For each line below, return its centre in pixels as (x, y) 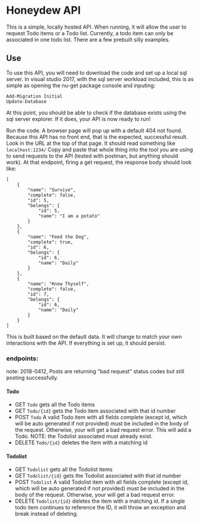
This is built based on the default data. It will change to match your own (94, 336)
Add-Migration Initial (34, 96)
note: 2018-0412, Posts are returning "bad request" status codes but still (95, 372)
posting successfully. (32, 378)
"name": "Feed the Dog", (59, 237)
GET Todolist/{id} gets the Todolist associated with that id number (98, 476)
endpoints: (22, 358)
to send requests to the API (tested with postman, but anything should (92, 156)
